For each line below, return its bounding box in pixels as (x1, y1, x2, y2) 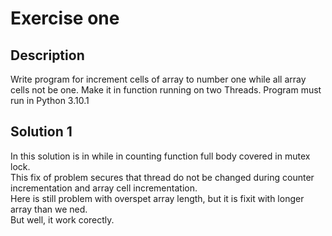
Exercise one (10, 7, 120, 30)
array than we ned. (10, 203, 88, 215)
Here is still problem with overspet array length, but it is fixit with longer (10, 192, 305, 204)
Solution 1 (10, 123, 73, 141)
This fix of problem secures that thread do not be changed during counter (10, 171, 315, 183)
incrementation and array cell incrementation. (10, 182, 198, 194)
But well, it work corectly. (10, 213, 115, 226)
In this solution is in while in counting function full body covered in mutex (10, 150, 311, 162)
